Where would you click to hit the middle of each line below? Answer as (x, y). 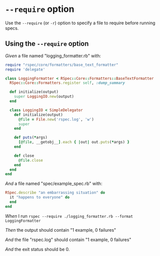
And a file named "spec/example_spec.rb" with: (54, 184)
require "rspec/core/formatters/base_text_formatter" (62, 65)
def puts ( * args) (31, 137)
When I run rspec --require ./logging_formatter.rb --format (69, 216)
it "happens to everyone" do (40, 197)
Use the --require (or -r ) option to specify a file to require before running (80, 23)
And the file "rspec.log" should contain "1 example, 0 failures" (68, 240)
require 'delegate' (25, 69)
